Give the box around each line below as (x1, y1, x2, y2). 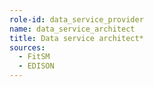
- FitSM (18, 52, 51, 62)
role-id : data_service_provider (9, 14, 144, 25)
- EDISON (18, 61, 55, 71)
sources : (9, 42, 46, 53)
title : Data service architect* (9, 33, 144, 43)
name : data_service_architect (9, 24, 136, 34)
